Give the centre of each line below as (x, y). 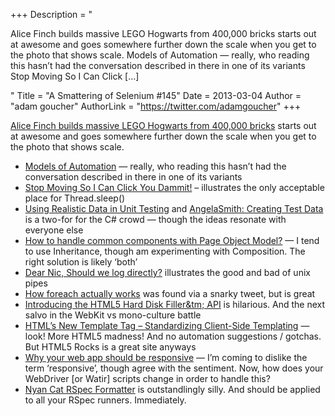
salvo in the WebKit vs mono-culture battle (113, 315)
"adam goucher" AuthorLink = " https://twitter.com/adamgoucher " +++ (156, 106)
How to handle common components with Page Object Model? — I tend (172, 240)
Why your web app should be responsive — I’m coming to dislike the (166, 357)
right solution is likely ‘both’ (81, 262)
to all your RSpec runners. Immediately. (105, 400)
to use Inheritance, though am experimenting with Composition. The (165, 251)
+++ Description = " (51, 14)
